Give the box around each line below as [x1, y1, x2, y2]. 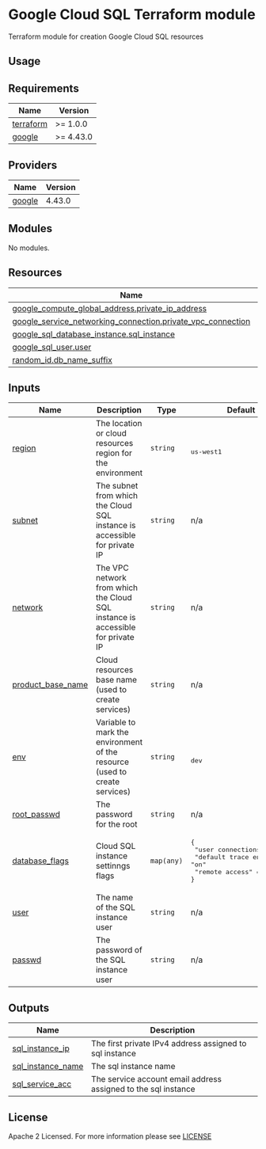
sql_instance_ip [12, 1043, 70, 1054]
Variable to [95, 717, 136, 728]
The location [95, 418, 142, 429]
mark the [95, 727, 129, 738]
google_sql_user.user [12, 341, 92, 352]
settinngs [95, 861, 131, 872]
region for [95, 447, 133, 458]
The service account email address [90, 1074, 222, 1085]
